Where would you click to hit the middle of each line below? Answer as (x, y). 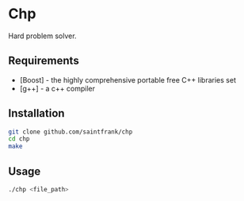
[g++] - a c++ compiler (57, 88)
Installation (36, 113)
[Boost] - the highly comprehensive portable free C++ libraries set (128, 79)
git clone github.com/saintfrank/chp (71, 132)
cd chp (19, 139)
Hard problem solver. (42, 36)
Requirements (44, 61)
